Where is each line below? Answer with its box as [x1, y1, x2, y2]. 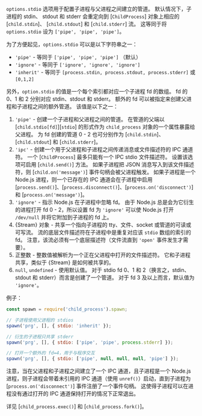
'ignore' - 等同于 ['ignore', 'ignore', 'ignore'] [14, 61, 141, 68]
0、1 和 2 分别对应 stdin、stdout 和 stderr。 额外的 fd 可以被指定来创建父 [6, 95, 186, 102]
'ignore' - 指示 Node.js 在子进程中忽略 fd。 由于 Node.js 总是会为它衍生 [14, 198, 194, 206]
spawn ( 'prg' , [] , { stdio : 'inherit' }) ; [6, 323, 112, 329]
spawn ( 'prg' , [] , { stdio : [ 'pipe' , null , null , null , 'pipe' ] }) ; [6, 356, 179, 362]
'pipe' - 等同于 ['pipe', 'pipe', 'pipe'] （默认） [14, 54, 141, 60]
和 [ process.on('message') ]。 [14, 191, 88, 198]
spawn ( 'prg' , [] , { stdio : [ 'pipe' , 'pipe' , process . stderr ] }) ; [6, 339, 174, 345]
